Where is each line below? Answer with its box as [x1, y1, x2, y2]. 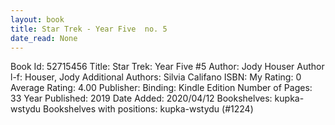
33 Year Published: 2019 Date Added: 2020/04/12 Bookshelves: [10, 92, 273, 105]
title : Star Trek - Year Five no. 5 [10, 24, 168, 34]
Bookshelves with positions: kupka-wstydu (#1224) [43, 103, 254, 115]
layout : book [10, 14, 65, 25]
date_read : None [10, 33, 78, 43]
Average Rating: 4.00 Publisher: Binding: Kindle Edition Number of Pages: [10, 82, 313, 94]
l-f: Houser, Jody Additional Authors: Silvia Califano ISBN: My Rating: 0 [10, 71, 302, 83]
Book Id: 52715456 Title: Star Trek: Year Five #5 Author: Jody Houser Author [10, 61, 325, 73]
